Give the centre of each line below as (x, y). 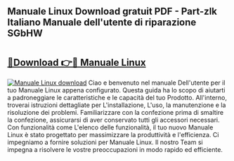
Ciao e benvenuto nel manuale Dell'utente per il (157, 83)
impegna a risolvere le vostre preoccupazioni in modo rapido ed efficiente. (115, 149)
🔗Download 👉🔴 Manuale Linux (77, 62)
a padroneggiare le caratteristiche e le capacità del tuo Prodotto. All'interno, (117, 98)
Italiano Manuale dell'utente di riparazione (102, 23)
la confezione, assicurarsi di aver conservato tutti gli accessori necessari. (113, 120)
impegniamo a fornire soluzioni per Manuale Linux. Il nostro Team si (105, 142)
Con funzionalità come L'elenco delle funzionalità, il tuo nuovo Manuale (110, 127)
